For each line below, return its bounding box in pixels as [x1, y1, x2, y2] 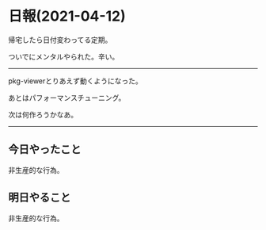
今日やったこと [8, 143, 82, 156]
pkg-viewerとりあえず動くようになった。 [8, 76, 142, 86]
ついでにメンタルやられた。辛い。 [8, 52, 120, 61]
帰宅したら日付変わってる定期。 [8, 35, 112, 44]
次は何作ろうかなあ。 [8, 109, 78, 119]
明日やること [8, 191, 71, 205]
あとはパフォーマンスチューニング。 [8, 93, 126, 102]
